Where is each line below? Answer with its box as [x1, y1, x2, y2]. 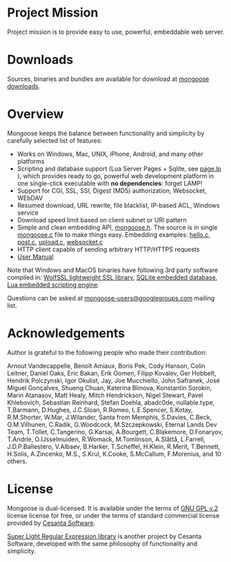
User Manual [17, 252, 54, 260]
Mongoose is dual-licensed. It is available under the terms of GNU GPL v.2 [7, 504, 219, 512]
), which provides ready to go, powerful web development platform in [17, 171, 214, 180]
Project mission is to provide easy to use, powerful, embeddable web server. [7, 28, 225, 36]
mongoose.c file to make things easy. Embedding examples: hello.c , [17, 230, 210, 239]
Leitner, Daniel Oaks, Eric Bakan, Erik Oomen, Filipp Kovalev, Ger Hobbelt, [7, 369, 217, 377]
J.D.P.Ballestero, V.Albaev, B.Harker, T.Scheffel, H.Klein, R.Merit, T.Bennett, [7, 442, 221, 450]
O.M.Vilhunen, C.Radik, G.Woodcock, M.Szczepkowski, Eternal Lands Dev [7, 420, 217, 429]
